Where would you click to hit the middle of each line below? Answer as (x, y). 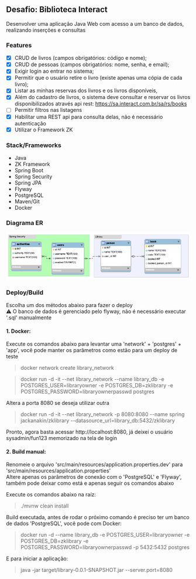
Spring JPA (28, 183)
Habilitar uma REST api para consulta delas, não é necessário (89, 117)
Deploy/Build (25, 292)
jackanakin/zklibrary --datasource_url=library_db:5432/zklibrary (98, 421)
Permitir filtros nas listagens (48, 110)
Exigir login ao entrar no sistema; (54, 71)
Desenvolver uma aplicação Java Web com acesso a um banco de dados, (95, 23)
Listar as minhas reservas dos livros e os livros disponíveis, (86, 91)
